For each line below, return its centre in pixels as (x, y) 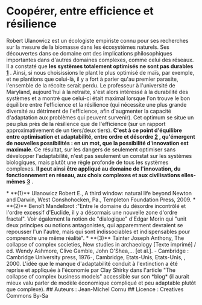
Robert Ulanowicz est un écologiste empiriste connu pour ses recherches (97, 40)
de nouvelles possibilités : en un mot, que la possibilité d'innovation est (97, 143)
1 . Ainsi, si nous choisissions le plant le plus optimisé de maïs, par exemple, (100, 72)
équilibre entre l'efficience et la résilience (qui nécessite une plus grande (96, 104)
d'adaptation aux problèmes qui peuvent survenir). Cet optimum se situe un (100, 117)
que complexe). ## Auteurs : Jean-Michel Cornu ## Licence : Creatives (95, 289)
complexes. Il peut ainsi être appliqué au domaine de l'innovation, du (93, 168)
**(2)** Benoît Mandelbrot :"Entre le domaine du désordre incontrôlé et (96, 206)
